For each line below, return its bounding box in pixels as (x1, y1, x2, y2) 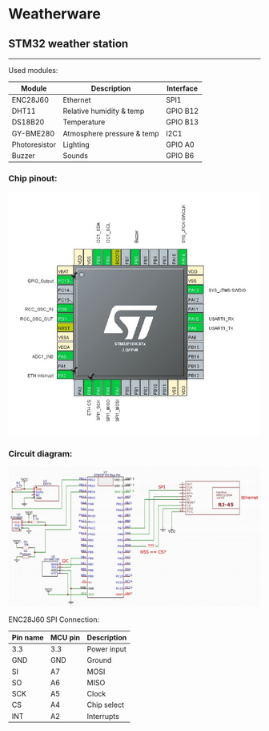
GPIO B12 (165, 106, 199, 116)
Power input (86, 644, 126, 654)
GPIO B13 (165, 117, 199, 127)
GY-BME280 (11, 128, 55, 138)
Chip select (86, 700, 124, 710)
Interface (167, 83, 199, 93)
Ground (86, 656, 112, 665)
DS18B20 (11, 117, 45, 127)
